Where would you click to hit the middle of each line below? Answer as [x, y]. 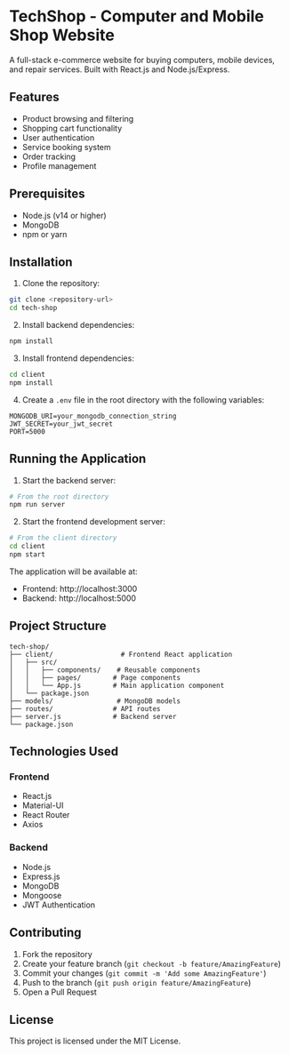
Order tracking [49, 156]
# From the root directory [59, 496]
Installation [41, 262]
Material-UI [43, 805]
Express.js [41, 876]
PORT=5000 [28, 432]
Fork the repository [57, 954]
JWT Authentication [59, 905]
